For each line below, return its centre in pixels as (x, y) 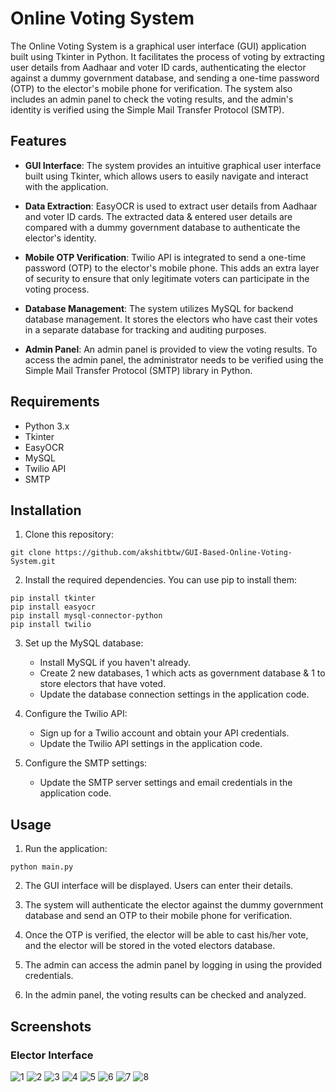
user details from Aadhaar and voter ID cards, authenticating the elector (158, 67)
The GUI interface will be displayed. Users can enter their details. (159, 886)
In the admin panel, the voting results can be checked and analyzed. (165, 995)
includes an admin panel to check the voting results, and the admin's (152, 99)
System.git (33, 562)
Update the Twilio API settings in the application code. (151, 744)
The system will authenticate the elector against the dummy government (174, 905)
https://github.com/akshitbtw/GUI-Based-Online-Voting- (173, 553)
